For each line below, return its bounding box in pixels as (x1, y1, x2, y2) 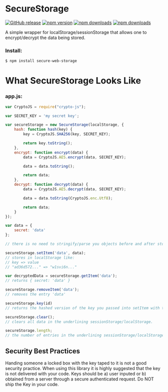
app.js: (5, 93, 22, 100)
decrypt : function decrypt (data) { (14, 182, 88, 187)
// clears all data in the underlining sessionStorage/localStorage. (5, 319, 153, 324)
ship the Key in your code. (5, 381, 59, 387)
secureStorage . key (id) (5, 301, 52, 306)
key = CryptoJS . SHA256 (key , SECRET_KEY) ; (23, 132, 111, 137)
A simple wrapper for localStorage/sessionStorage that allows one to (5, 29, 147, 35)
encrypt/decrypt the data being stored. (5, 35, 85, 41)
